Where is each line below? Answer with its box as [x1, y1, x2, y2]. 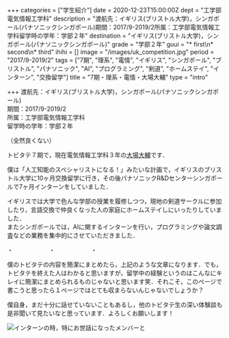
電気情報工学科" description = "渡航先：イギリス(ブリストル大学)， [7, 14, 196, 23]
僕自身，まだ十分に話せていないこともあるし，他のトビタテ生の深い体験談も [7, 300, 223, 309]
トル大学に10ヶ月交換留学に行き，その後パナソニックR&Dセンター [7, 174, 193, 182]
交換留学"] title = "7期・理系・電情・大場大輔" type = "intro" [39, 73, 208, 81]
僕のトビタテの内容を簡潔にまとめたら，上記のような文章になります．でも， [7, 261, 222, 268]
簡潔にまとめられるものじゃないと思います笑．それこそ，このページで [25, 278, 223, 285]
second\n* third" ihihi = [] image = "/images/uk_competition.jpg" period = [7, 48, 215, 56]
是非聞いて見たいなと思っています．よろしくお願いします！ [7, 309, 174, 317]
